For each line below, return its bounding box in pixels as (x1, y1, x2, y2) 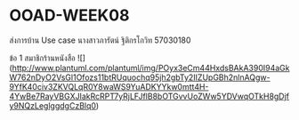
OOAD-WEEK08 (9, 5, 130, 26)
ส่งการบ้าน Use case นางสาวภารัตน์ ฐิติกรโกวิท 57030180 (9, 35, 191, 45)
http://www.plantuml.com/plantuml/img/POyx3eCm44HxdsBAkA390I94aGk (12, 62, 290, 73)
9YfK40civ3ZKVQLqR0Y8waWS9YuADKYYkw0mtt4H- (9, 81, 209, 92)
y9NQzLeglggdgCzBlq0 (9, 100, 96, 111)
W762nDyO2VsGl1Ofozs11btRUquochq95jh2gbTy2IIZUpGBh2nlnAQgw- (9, 72, 271, 83)
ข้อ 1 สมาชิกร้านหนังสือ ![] (9, 52, 86, 63)
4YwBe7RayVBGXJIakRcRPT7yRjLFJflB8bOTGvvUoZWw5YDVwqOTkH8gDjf (9, 91, 290, 101)
